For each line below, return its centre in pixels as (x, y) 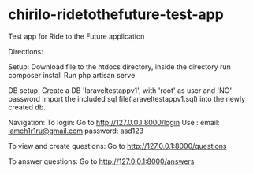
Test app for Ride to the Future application (76, 36)
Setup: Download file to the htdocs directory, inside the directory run (119, 67)
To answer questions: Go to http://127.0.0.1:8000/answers (101, 161)
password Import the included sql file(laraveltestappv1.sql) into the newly (127, 98)
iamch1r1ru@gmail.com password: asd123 (76, 131)
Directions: (26, 51)
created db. (27, 107)
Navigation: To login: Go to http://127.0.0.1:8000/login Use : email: (114, 122)
